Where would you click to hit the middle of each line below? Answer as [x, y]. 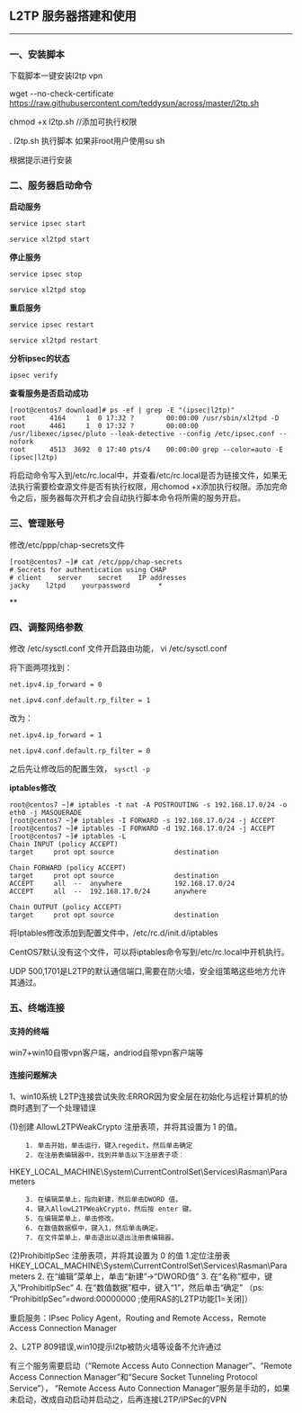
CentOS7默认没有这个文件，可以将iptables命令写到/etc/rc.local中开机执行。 [149, 952]
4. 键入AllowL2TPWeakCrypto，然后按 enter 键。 [111, 1209]
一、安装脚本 [37, 54]
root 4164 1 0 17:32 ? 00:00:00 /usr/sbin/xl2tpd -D [144, 418]
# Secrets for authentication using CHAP [88, 569]
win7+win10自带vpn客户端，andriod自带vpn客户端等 [107, 1053]
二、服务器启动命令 [51, 185]
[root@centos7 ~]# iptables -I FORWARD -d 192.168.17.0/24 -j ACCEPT [142, 828]
